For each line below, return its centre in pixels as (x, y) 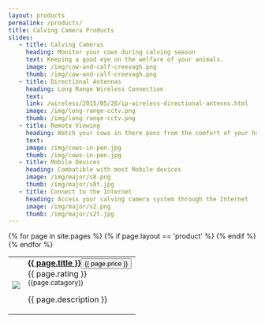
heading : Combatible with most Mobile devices (103, 170)
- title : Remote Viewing (60, 126)
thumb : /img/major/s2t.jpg (70, 214)
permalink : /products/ (45, 23)
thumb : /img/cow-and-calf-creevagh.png (91, 74)
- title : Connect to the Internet (75, 192)
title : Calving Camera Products (61, 30)
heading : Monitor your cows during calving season (110, 52)
